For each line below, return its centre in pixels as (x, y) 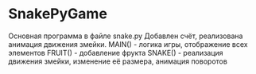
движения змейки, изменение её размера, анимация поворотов (118, 61)
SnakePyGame (58, 14)
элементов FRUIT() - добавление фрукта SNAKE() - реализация (116, 53)
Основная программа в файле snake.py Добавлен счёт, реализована (126, 36)
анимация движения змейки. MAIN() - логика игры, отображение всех (128, 44)
